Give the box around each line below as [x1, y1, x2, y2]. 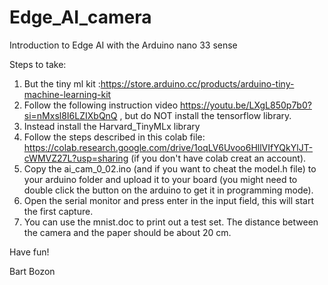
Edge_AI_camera [9, 6, 152, 29]
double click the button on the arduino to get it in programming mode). [23, 184, 314, 196]
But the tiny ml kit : [23, 77, 101, 90]
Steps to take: [9, 58, 67, 70]
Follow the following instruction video [23, 99, 179, 111]
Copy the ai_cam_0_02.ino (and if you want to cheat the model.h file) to [23, 162, 317, 175]
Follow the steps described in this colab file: [23, 131, 206, 143]
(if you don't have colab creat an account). [130, 152, 307, 164]
